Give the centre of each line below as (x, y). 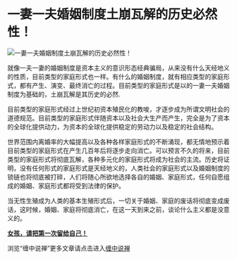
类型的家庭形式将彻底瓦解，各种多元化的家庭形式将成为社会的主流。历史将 (115, 159)
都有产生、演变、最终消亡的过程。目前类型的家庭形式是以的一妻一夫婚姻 (124, 85)
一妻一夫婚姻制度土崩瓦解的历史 (100, 14)
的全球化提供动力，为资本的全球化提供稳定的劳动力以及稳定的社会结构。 (112, 127)
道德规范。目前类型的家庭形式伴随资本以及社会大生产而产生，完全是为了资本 (119, 118)
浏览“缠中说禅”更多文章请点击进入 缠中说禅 (69, 248)
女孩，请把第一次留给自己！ (48, 233)
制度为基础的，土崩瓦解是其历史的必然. (64, 94)
